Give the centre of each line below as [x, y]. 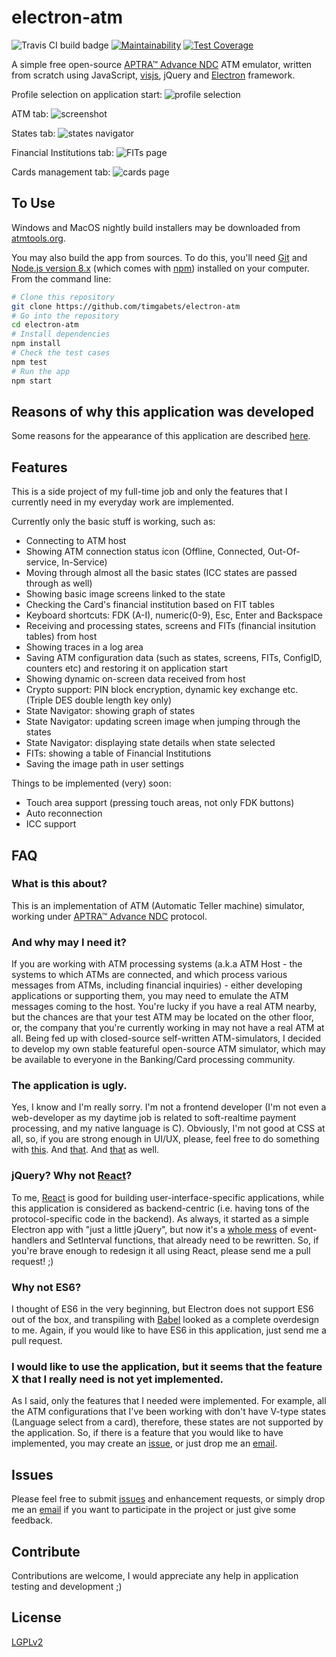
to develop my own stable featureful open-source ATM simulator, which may [168, 1049]
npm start [32, 381]
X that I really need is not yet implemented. [117, 1379]
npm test [29, 362]
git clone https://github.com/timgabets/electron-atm [126, 306]
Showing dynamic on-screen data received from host [135, 679]
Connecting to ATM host [76, 541]
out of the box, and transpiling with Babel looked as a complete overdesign [165, 1319]
